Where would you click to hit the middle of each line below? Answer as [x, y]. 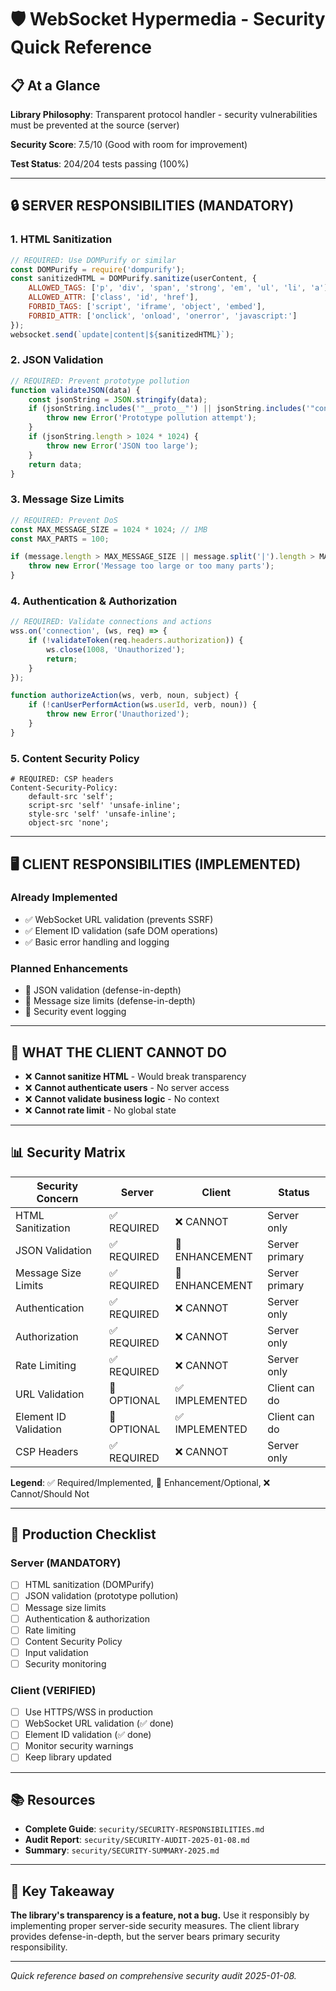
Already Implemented [64, 898]
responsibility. [39, 1947]
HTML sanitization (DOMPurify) [89, 1585]
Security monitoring [65, 1663]
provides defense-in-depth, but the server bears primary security [145, 1937]
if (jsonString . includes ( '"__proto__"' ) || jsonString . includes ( [167, 409]
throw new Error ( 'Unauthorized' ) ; [118, 714]
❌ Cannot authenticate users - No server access [127, 1087]
